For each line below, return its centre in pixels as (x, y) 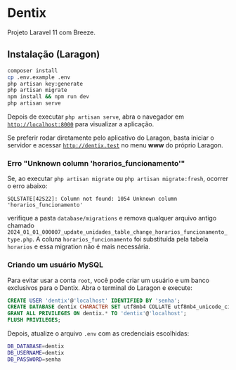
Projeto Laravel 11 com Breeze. (52, 32)
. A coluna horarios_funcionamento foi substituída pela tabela (120, 239)
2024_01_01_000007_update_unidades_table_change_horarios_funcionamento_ (118, 232)
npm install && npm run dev (48, 97)
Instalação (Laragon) (54, 54)
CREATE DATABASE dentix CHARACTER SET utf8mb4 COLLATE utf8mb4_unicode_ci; (120, 307)
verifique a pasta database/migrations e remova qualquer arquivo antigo (112, 218)
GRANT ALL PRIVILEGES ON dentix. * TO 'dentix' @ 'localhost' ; (97, 314)
